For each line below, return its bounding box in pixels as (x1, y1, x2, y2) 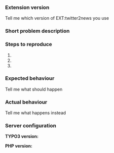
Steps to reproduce (5, 41, 52, 48)
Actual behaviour (5, 99, 48, 105)
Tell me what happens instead (5, 110, 66, 116)
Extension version (5, 4, 49, 11)
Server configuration (5, 122, 57, 129)
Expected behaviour (5, 75, 55, 82)
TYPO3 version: (5, 133, 38, 140)
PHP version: (5, 143, 33, 149)
